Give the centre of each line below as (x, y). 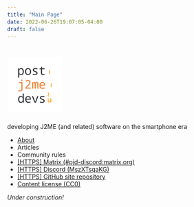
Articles (28, 148)
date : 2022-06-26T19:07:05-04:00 (55, 22)
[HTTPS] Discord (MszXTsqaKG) (63, 170)
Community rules (42, 155)
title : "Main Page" (35, 14)
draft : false (26, 29)
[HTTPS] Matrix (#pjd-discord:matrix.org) (76, 162)
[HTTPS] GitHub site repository (61, 177)
